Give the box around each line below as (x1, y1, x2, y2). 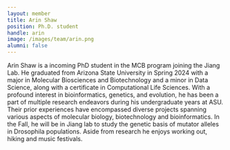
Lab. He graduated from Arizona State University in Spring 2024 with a (7, 68, 209, 77)
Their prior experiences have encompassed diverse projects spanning (7, 105, 207, 113)
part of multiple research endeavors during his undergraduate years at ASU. (7, 98, 223, 106)
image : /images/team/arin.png (7, 36, 95, 43)
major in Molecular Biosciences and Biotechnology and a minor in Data (7, 76, 209, 84)
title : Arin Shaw (7, 17, 57, 24)
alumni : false (7, 42, 48, 49)
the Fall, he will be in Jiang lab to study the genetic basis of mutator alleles (7, 120, 220, 128)
